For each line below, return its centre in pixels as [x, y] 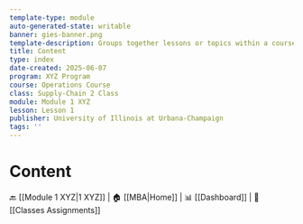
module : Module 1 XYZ [50, 102]
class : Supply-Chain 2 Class [64, 93]
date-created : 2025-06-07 [58, 69]
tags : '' [26, 127]
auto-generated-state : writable [70, 26]
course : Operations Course [60, 85]
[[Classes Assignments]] [55, 210]
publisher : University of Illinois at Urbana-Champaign [116, 118]
